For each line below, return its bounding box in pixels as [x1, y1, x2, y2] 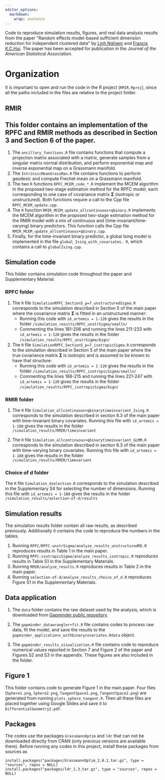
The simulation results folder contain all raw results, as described [5, 522, 137, 528]
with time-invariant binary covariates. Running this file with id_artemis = [12, 417, 159, 423]
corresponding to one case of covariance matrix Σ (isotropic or [12, 191, 140, 197]
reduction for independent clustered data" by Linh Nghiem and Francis [5, 40, 148, 46]
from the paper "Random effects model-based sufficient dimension [5, 35, 141, 41]
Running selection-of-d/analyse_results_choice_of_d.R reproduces [12, 574, 152, 580]
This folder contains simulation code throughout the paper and [5, 271, 132, 277]
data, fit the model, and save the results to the [12, 627, 106, 632]
